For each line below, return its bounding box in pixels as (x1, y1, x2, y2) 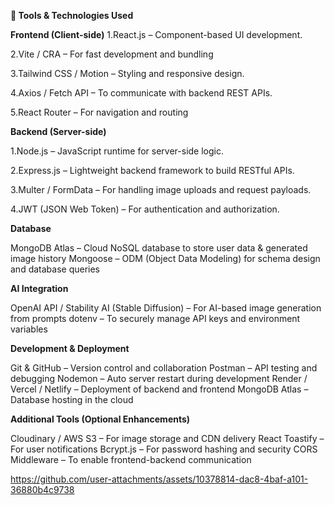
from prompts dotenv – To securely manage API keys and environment (10, 313, 301, 324)
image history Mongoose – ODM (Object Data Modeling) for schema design (10, 253, 321, 264)
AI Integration (10, 283, 69, 294)
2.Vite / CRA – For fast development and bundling (10, 48, 214, 60)
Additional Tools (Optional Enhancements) (10, 413, 191, 425)
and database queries (10, 263, 101, 275)
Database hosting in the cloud (10, 394, 134, 405)
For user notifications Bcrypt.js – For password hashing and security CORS (10, 443, 318, 455)
